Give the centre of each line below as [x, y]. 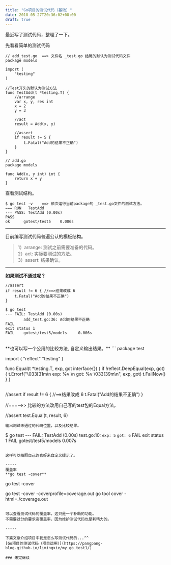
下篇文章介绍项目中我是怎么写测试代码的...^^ [47, 538]
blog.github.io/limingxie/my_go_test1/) [49, 548]
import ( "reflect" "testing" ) [34, 359]
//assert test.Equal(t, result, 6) [37, 415]
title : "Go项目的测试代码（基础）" [39, 10]
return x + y [28, 179]
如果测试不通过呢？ [25, 276]
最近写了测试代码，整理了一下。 [39, 35]
